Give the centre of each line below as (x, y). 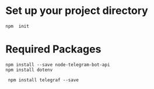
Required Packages (53, 49)
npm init (17, 26)
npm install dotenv (29, 70)
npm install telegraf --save (43, 80)
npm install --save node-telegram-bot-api (58, 65)
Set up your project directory (77, 11)
